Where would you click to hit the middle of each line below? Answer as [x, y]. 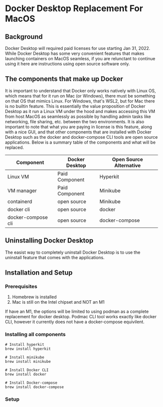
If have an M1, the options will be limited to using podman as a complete [77, 311]
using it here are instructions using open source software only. [67, 64]
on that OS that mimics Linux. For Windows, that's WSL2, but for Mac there [80, 101]
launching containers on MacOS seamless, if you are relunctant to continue [80, 58]
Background [24, 37]
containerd [20, 201]
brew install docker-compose [34, 387]
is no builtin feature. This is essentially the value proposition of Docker [75, 106]
